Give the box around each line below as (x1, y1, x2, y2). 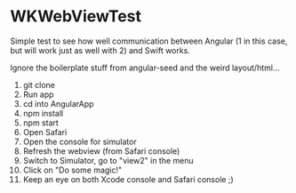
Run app (22, 89, 54, 100)
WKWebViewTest (10, 6, 141, 27)
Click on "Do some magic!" (22, 165, 123, 175)
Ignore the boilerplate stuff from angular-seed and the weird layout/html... (10, 62, 280, 73)
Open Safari (22, 126, 68, 137)
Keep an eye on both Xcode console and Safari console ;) (22, 173, 234, 184)
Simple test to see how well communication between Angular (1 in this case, (10, 36, 288, 46)
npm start (22, 117, 59, 128)
